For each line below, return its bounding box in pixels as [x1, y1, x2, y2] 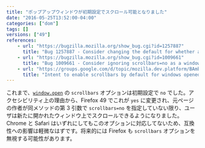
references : [6, 37, 37, 43]
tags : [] [6, 26, 29, 32]
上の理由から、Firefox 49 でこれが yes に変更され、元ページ [43, 97, 194, 104]
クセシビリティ [6, 97, 44, 104]
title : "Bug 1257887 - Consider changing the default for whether [22, 49, 195, 55]
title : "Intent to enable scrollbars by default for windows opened [22, 72, 201, 78]
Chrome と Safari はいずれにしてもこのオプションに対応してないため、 [6, 120, 184, 127]
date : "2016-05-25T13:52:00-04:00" [6, 15, 97, 21]
